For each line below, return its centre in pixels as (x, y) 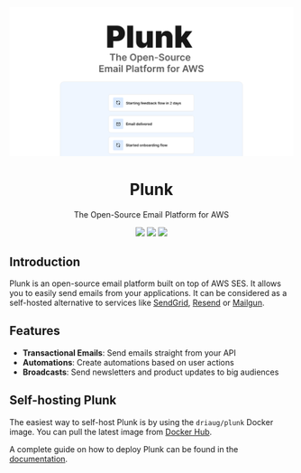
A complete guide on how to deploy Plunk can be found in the (124, 449)
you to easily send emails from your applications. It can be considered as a (148, 293)
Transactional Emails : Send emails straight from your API (129, 352)
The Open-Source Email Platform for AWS (151, 215)
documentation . (39, 459)
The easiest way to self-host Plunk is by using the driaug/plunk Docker (141, 422)
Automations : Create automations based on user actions (128, 362)
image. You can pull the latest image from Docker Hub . (111, 431)
